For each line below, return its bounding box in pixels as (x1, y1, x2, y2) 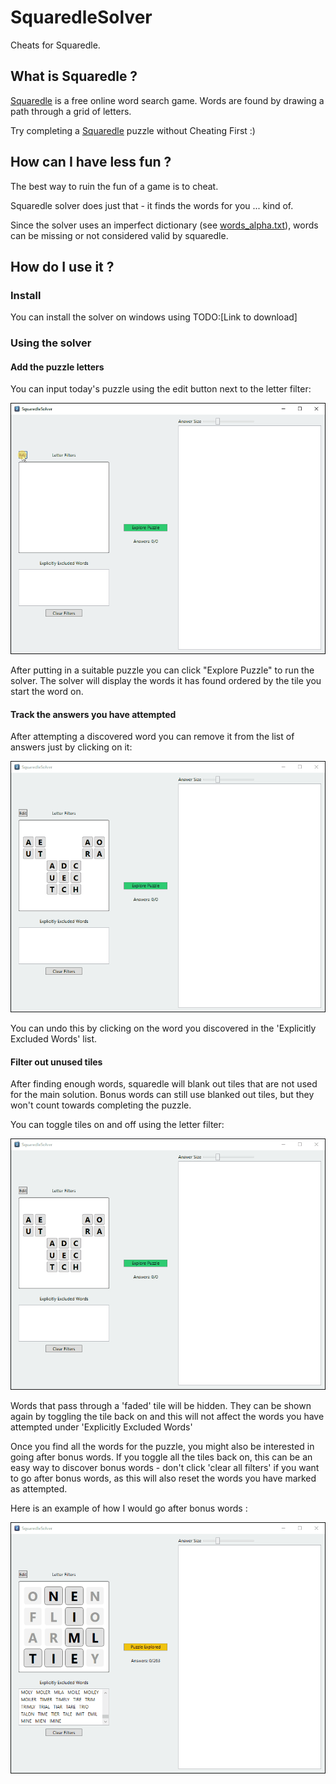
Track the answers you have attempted (10, 708, 177, 720)
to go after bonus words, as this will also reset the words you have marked (10, 1472, 317, 1484)
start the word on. (10, 686, 84, 698)
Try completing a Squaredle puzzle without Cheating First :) (10, 124, 256, 136)
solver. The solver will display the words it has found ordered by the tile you (10, 675, 322, 687)
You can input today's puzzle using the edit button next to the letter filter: (10, 383, 312, 395)
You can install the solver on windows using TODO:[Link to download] (10, 311, 298, 323)
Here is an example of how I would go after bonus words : (10, 1502, 248, 1514)
